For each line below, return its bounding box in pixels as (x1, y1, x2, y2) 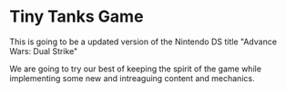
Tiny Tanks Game (9, 6, 144, 27)
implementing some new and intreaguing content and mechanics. (9, 72, 255, 83)
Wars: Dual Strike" (9, 45, 78, 56)
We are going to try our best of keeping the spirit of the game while (9, 63, 262, 74)
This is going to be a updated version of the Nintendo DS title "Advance (9, 36, 278, 47)
